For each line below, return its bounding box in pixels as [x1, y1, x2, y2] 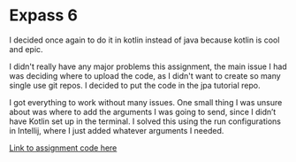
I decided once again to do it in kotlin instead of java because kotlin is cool [9, 35, 280, 45]
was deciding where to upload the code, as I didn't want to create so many [9, 70, 281, 81]
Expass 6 [9, 5, 78, 26]
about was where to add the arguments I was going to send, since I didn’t [9, 106, 277, 117]
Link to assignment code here [9, 143, 118, 153]
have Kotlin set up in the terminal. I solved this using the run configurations [9, 116, 281, 127]
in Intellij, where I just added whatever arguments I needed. [9, 125, 224, 135]
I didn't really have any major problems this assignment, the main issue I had [9, 61, 287, 72]
